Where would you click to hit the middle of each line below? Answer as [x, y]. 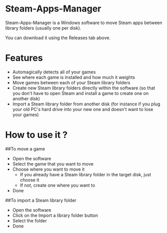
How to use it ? [36, 135]
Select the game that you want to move [53, 164]
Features [24, 58]
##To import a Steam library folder [41, 200]
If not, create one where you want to [57, 185]
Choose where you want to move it [48, 169]
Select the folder [30, 220]
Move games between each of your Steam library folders [71, 82]
